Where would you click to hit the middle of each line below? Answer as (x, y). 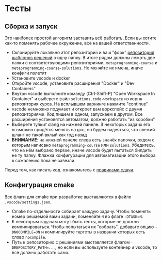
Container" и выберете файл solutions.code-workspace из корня (77, 99)
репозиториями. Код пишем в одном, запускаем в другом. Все (77, 114)
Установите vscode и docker (41, 78)
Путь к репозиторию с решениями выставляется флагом (71, 242)
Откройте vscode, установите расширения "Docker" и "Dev (73, 83)
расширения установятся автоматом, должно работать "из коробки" (83, 119)
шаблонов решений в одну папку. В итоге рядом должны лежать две (83, 58)
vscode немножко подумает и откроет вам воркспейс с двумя (77, 109)
